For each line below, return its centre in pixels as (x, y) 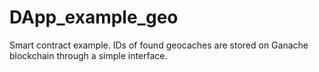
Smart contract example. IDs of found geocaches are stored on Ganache (159, 45)
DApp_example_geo (94, 17)
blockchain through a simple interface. (88, 55)
